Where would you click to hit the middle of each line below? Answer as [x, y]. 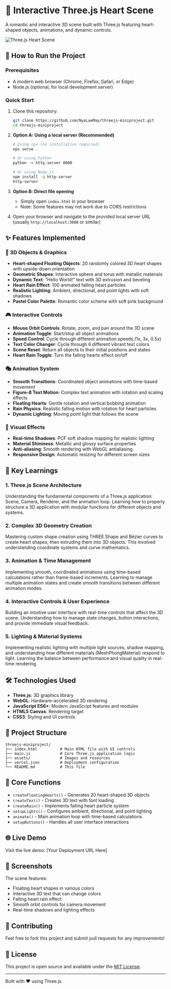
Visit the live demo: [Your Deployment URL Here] [56, 850]
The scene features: [26, 878]
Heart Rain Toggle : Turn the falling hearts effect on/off [70, 355]
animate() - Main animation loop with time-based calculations [77, 816]
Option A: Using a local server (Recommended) [63, 135]
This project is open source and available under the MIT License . [73, 966]
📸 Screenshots [29, 866]
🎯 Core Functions [33, 782]
